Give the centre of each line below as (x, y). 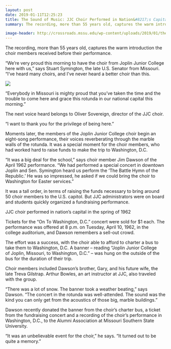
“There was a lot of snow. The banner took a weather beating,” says (76, 289)
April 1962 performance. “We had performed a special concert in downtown (85, 165)
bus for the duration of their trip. (39, 259)
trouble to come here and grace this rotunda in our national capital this (79, 99)
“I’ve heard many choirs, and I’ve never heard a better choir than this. (78, 74)
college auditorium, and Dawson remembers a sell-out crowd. (70, 232)
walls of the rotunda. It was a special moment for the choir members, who (83, 144)
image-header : (20, 34)
